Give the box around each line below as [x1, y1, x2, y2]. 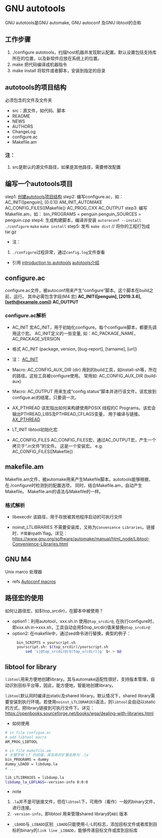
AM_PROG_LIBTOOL [5, 739, 38, 744]
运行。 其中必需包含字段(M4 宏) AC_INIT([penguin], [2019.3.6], [13, 293, 142, 299]
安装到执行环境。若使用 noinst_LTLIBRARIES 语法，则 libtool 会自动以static [9, 699, 156, 705]
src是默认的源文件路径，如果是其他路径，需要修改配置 [12, 164, 121, 170]
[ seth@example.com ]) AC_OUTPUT [5, 299, 79, 305]
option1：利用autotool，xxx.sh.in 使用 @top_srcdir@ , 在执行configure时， [12, 618, 157, 624]
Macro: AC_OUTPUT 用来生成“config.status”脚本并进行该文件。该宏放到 [12, 388, 157, 394]
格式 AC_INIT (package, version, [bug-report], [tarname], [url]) [12, 346, 138, 352]
